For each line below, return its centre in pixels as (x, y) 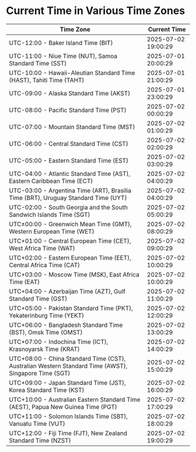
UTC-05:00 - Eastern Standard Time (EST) (69, 160)
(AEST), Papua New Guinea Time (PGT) (63, 406)
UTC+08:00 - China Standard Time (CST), (67, 358)
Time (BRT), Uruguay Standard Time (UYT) (68, 198)
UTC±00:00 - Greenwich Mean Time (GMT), (71, 224)
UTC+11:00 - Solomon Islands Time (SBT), (69, 416)
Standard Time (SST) (38, 63)
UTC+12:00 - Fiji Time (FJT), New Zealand (68, 433)
